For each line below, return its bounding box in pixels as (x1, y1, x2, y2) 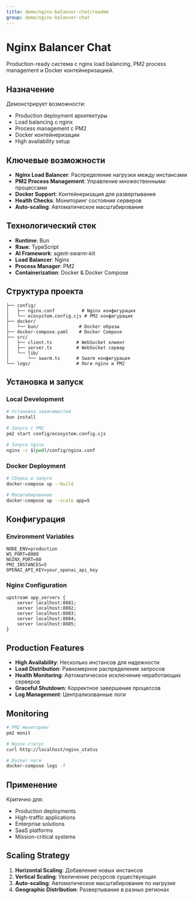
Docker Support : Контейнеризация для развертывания (14, 191, 156, 198)
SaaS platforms (14, 827, 53, 834)
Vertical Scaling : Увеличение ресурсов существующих (14, 873, 156, 880)
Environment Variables (6, 532, 75, 540)
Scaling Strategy (6, 851, 70, 861)
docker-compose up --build (6, 481, 74, 487)
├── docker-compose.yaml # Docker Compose (6, 328, 122, 335)
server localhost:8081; (17, 600, 77, 606)
